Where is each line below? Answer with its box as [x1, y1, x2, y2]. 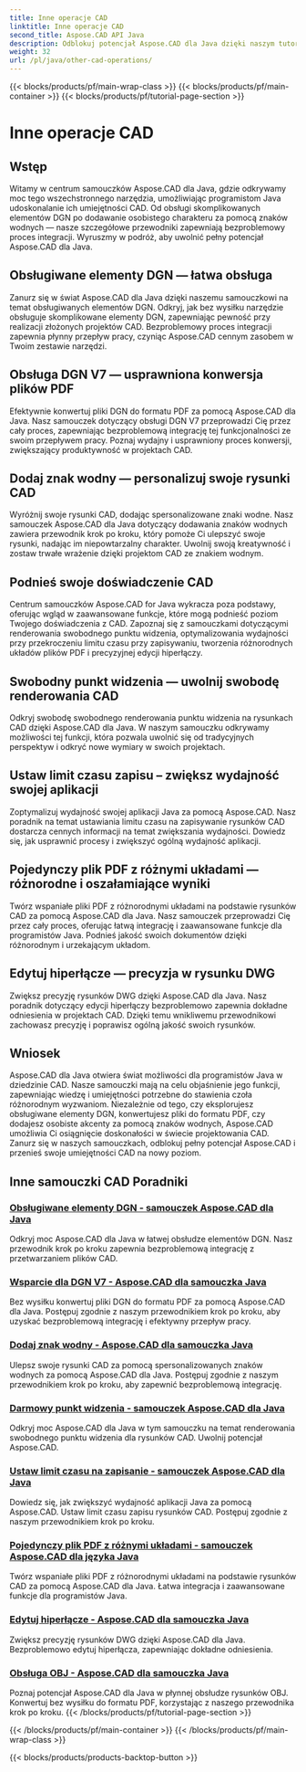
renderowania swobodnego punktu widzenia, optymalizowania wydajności [9, 628, 289, 639]
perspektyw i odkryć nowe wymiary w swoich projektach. [9, 742, 226, 753]
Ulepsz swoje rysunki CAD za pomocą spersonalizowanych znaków [9, 1359, 263, 1370]
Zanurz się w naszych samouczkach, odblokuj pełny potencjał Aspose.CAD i [9, 1138, 296, 1149]
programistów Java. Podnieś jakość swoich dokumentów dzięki [9, 929, 248, 941]
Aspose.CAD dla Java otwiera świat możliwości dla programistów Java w [9, 1070, 284, 1081]
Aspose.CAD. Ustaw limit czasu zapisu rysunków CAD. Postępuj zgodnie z [9, 1506, 289, 1517]
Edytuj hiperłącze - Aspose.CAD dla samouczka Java [9, 1613, 250, 1626]
